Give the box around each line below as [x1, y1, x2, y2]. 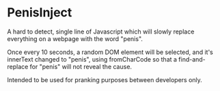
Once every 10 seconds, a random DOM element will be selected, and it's [7, 48, 214, 56]
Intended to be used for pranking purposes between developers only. [7, 75, 203, 83]
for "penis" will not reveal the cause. [29, 62, 132, 70]
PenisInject [7, 5, 72, 21]
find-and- [178, 55, 206, 63]
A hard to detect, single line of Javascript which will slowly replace [7, 27, 195, 36]
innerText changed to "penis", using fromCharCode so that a [7, 55, 178, 63]
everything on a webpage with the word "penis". [7, 34, 143, 42]
